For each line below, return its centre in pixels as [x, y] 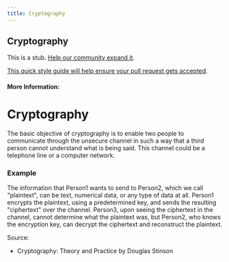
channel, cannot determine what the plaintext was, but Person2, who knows [114, 217]
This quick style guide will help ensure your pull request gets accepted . [108, 71]
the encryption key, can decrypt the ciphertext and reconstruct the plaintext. [115, 224]
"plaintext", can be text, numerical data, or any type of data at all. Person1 [110, 195]
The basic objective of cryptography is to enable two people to [96, 133]
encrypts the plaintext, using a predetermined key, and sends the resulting [112, 202]
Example [22, 173]
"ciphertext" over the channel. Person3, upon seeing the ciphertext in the [110, 210]
